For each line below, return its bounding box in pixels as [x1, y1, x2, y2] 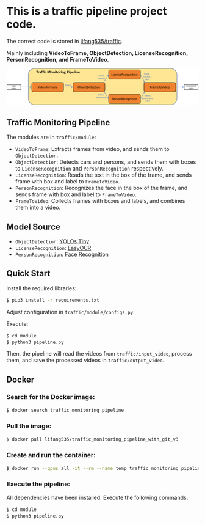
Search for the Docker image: [6, 392, 95, 401]
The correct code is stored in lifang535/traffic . [6, 37, 123, 45]
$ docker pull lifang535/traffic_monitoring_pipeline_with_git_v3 [6, 436, 179, 442]
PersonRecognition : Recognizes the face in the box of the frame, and [15, 185, 188, 192]
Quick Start [6, 268, 51, 279]
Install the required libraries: [6, 284, 77, 292]
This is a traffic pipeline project [6, 4, 167, 18]
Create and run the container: [6, 451, 96, 460]
